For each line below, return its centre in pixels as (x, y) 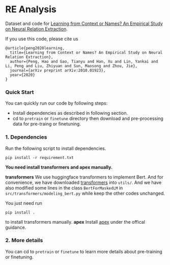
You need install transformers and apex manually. (59, 167)
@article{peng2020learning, (35, 48)
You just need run (24, 203)
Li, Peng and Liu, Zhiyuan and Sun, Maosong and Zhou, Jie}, (72, 66)
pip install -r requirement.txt (39, 157)
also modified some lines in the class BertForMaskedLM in (64, 188)
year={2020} (23, 75)
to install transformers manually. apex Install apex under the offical (75, 222)
